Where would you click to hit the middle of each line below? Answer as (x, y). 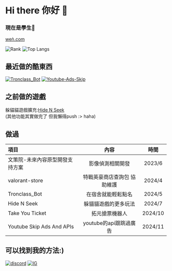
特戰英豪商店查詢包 (106, 177)
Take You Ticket (27, 213)
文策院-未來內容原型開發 (38, 159)
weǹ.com (15, 39)
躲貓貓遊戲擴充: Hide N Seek (35, 110)
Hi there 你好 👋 (37, 11)
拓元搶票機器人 (109, 213)
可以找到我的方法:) (35, 251)
